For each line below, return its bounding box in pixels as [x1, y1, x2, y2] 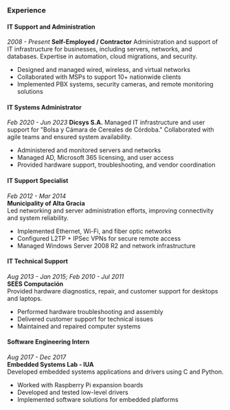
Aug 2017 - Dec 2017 [7, 352, 67, 361]
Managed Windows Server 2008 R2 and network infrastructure [16, 241, 196, 250]
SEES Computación [7, 280, 64, 288]
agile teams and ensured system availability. [7, 133, 133, 141]
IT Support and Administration [7, 23, 95, 31]
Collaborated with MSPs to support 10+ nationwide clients [16, 73, 181, 81]
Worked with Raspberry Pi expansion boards [16, 381, 143, 389]
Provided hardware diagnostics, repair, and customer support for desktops [7, 287, 218, 295]
